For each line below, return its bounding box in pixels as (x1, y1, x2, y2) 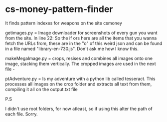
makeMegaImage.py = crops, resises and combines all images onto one (5, 55, 153, 61)
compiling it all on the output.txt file (5, 86, 78, 92)
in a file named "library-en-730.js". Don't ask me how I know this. (5, 45, 139, 51)
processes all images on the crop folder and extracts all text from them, (5, 81, 152, 87)
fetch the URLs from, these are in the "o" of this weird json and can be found (5, 40, 163, 46)
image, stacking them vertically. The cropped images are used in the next (5, 60, 156, 66)
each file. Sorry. (5, 111, 38, 117)
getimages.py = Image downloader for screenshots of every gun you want (5, 29, 158, 35)
